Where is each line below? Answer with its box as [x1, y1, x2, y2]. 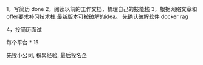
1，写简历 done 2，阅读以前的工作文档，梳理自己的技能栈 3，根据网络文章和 [6, 5, 198, 12]
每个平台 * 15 [6, 39, 39, 46]
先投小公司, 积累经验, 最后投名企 [6, 52, 87, 59]
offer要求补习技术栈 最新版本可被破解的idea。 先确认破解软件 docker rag [6, 13, 188, 20]
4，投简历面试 [6, 26, 43, 33]
